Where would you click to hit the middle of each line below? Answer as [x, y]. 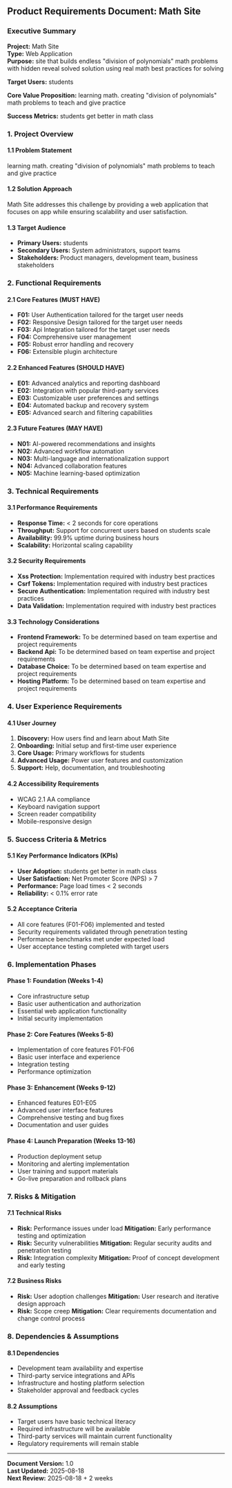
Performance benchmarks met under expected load [91, 939]
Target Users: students [40, 82]
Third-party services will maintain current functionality [95, 1436]
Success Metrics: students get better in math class [80, 116]
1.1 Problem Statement [40, 150]
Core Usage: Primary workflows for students [81, 753]
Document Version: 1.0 [40, 1464]
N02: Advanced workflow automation [70, 451]
